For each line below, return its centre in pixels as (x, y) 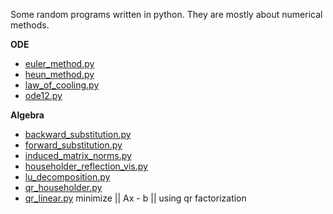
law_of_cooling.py (62, 85)
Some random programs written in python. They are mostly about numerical (166, 14)
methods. (30, 25)
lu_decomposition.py (67, 177)
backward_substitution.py (78, 134)
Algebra (27, 115)
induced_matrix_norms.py (78, 155)
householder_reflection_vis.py (86, 166)
